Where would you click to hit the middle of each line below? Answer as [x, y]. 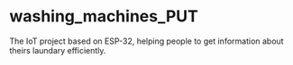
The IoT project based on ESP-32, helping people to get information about [146, 41]
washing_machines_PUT [104, 16]
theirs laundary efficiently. [58, 50]
